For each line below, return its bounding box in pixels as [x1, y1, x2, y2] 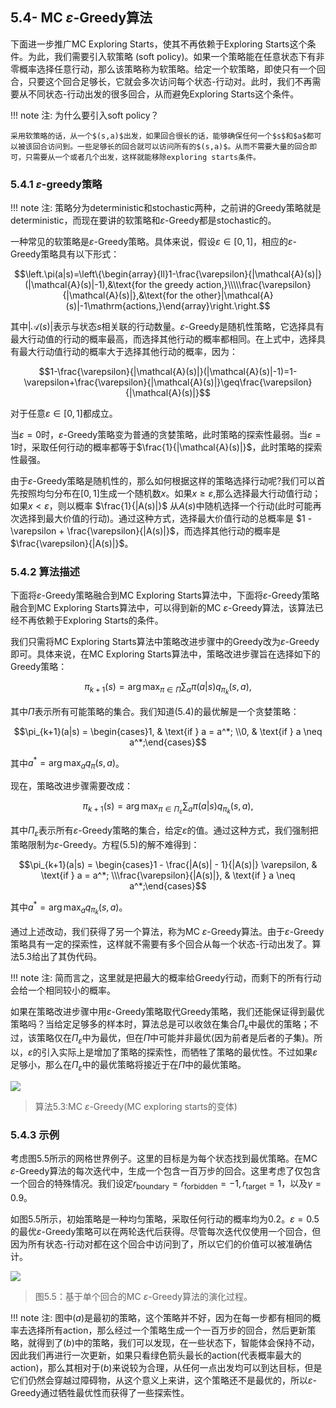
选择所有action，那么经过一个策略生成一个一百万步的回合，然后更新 [27, 1324, 308, 1337]
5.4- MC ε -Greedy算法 [10, 9, 153, 27]
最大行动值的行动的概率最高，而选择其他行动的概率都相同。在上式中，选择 [10, 333, 317, 345]
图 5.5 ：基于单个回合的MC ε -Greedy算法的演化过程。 [34, 1291, 253, 1303]
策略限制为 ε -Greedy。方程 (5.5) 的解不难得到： [10, 838, 200, 850]
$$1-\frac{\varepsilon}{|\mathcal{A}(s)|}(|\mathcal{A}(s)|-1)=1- [38, 366, 298, 378]
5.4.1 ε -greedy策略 [10, 177, 103, 191]
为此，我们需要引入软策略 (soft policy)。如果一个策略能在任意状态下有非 [27, 50, 325, 62]
